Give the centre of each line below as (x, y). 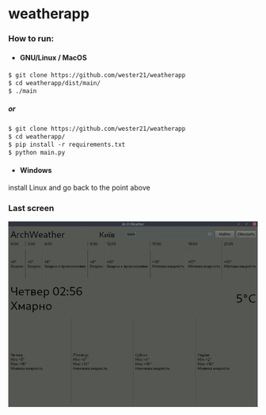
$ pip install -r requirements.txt (67, 145)
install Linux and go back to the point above (79, 188)
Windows (36, 170)
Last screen (31, 209)
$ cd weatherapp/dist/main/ (55, 83)
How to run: (31, 39)
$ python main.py (37, 153)
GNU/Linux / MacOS (53, 57)
